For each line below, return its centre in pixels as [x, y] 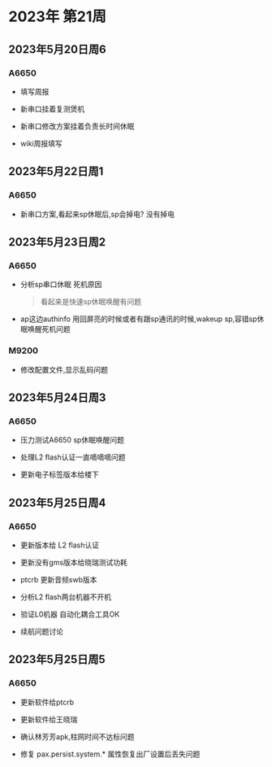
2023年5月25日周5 [57, 660]
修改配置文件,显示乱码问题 [64, 369]
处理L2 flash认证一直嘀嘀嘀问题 [73, 457]
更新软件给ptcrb [47, 702]
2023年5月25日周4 [57, 502]
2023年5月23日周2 [57, 242]
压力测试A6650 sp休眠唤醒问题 [72, 440]
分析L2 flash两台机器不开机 [66, 597]
